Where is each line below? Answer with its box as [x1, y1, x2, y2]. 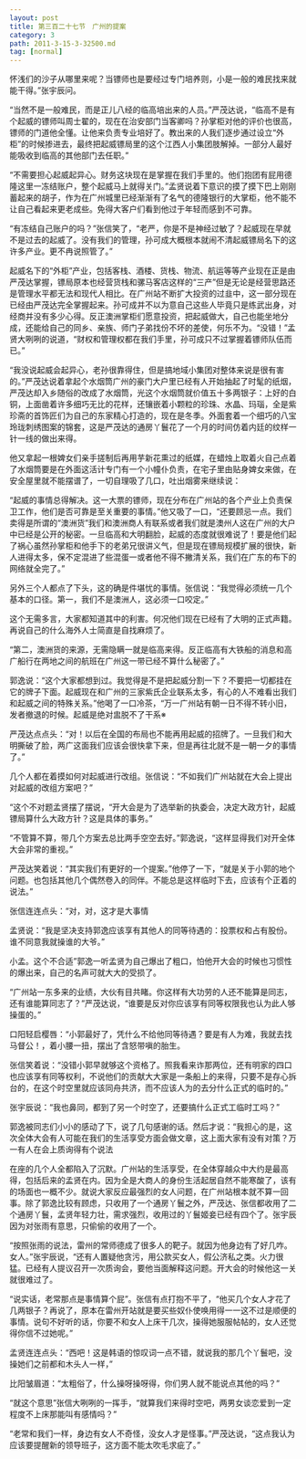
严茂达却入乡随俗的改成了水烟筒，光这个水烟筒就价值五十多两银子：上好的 [9, 387, 289, 398]
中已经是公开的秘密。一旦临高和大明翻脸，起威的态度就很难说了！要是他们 [9, 529, 289, 540]
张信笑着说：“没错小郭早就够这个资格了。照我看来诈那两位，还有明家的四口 [9, 1060, 293, 1071]
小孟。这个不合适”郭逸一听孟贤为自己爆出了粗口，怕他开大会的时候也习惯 [9, 956, 285, 967]
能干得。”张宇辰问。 [9, 85, 82, 96]
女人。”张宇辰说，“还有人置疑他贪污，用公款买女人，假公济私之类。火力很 [9, 1252, 284, 1263]
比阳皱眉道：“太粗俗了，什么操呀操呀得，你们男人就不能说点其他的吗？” [9, 1378, 280, 1389]
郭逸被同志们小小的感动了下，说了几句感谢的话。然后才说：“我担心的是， [9, 1121, 285, 1132]
